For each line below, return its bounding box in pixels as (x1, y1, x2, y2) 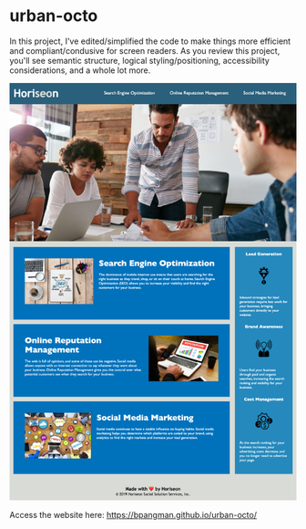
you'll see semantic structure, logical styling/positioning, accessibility (9, 55, 270, 66)
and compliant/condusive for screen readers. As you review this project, (9, 45, 280, 56)
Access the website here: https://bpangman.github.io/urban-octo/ (9, 509, 258, 520)
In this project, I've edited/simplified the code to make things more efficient (9, 36, 291, 47)
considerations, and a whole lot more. (9, 65, 151, 76)
